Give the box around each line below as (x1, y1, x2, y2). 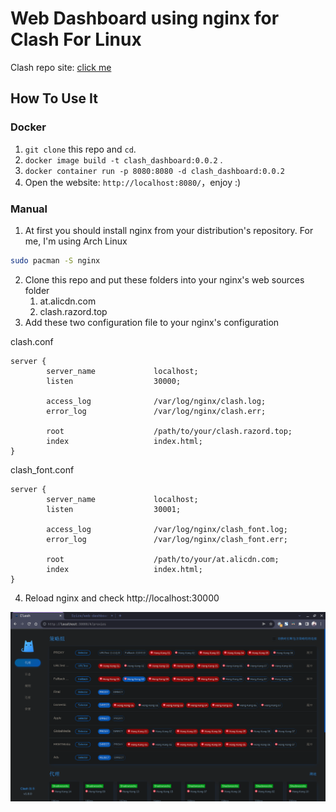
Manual (10, 202, 48, 216)
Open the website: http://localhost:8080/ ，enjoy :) (24, 176, 242, 188)
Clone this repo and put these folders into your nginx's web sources (24, 273, 305, 286)
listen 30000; (46, 376, 182, 386)
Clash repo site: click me (10, 61, 112, 73)
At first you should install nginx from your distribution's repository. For (24, 224, 314, 236)
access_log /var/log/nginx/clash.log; (46, 396, 267, 406)
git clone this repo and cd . (24, 143, 137, 155)
